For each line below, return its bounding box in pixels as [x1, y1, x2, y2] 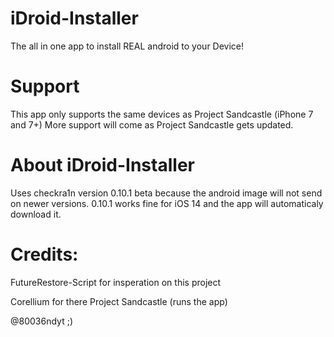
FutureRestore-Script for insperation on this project [10, 276, 222, 288]
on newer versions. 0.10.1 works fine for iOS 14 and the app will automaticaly [10, 197, 324, 209]
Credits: [10, 243, 79, 266]
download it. [10, 208, 62, 220]
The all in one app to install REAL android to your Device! [10, 40, 245, 52]
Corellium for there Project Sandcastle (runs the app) [10, 295, 228, 307]
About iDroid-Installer [10, 154, 195, 177]
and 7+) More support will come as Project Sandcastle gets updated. [10, 118, 294, 131]
